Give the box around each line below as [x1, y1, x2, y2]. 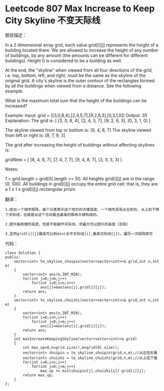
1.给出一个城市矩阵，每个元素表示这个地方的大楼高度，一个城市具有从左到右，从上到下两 [5, 207, 160, 212]
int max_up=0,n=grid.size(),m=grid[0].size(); [23, 345, 120, 350]
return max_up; [23, 372, 54, 378]
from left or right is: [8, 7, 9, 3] [5, 132, 65, 138]
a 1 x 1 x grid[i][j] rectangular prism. [5, 186, 77, 192]
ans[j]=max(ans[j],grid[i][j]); [40, 285, 107, 290]
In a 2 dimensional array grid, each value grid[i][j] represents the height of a [5, 42, 159, 48]
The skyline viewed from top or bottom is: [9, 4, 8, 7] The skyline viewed [5, 127, 151, 133]
